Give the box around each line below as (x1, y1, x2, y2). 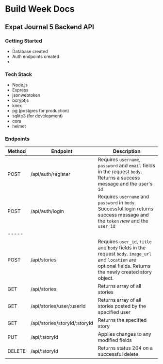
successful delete (98, 351, 138, 358)
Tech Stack (5, 71, 33, 77)
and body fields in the (98, 244, 146, 251)
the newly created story (98, 269, 152, 275)
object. (98, 275, 114, 282)
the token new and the (98, 218, 149, 224)
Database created (12, 48, 48, 54)
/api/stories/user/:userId (31, 303, 86, 309)
